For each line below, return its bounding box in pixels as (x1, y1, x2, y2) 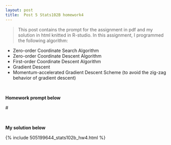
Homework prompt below (5, 95, 61, 101)
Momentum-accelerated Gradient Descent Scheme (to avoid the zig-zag (12, 69, 166, 75)
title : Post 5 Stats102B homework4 (5, 12, 84, 17)
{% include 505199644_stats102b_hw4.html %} (5, 134, 106, 140)
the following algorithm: (17, 37, 68, 44)
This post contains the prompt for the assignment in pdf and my (17, 26, 153, 32)
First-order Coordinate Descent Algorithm (12, 58, 101, 64)
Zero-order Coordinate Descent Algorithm (12, 52, 102, 59)
